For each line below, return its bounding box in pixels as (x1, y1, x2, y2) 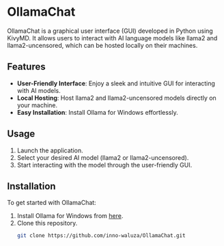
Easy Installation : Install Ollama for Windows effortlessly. (16, 108, 179, 116)
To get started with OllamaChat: (7, 199, 97, 207)
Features (7, 61, 46, 72)
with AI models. (16, 86, 61, 94)
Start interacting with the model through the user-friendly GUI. (16, 161, 193, 169)
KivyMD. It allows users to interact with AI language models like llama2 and (7, 33, 218, 42)
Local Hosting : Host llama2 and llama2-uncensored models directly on (16, 94, 216, 102)
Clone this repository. (16, 219, 78, 228)
